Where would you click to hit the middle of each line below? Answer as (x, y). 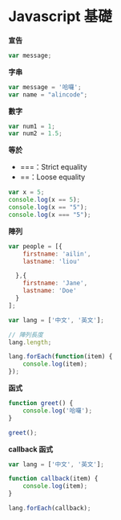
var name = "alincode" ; (48, 94)
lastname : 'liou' (52, 261)
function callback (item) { (53, 479)
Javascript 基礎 (60, 16)
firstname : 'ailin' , (57, 254)
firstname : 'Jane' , (55, 283)
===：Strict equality (53, 167)
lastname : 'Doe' (50, 291)
